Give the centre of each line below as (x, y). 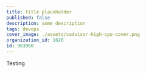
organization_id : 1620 (35, 40)
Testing (16, 63)
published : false (28, 18)
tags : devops (23, 29)
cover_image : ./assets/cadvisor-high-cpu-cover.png (73, 35)
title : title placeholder (39, 12)
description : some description (46, 23)
